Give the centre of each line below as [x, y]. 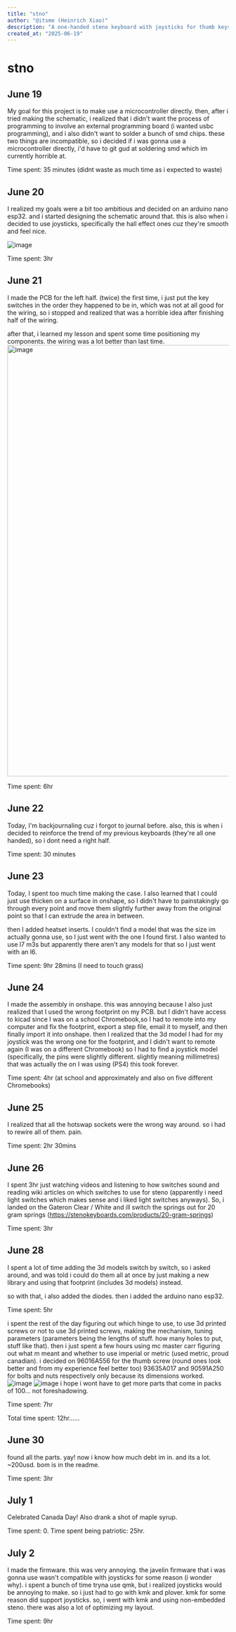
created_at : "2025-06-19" [45, 33]
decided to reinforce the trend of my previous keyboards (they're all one [112, 833]
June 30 [26, 1440]
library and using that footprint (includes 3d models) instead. [95, 1282]
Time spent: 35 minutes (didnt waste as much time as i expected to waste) [115, 170]
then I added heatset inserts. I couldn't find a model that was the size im [112, 929]
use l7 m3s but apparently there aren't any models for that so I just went [111, 944]
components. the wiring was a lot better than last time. [86, 341]
